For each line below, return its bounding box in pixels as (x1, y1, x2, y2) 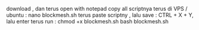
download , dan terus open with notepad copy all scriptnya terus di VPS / (6, 5, 188, 12)
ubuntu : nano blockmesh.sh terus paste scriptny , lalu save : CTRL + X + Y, (6, 11, 194, 19)
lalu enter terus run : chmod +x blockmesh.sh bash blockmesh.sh (6, 18, 169, 25)
